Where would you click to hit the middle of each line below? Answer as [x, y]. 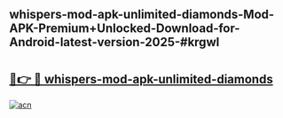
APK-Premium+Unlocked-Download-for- [125, 29]
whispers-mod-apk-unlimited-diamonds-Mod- [142, 15]
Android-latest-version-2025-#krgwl [114, 42]
